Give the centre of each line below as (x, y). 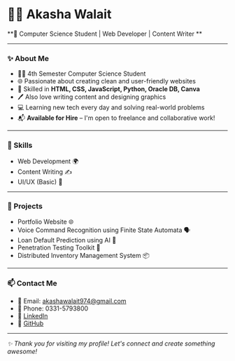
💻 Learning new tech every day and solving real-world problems (111, 107)
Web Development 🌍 (48, 161)
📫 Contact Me (32, 283)
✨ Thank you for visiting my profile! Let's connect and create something (111, 343)
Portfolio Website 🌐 (45, 222)
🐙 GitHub (30, 323)
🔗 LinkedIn (33, 316)
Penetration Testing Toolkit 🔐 (59, 247)
